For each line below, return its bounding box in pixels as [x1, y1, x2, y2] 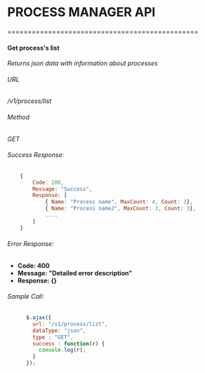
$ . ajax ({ [25, 314, 52, 321]
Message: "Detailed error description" [17, 269, 133, 277]
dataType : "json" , [32, 327, 86, 334]
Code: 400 [17, 261, 51, 270]
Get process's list [7, 43, 60, 52]
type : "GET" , [32, 334, 74, 341]
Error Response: [7, 240, 54, 248]
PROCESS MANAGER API [7, 4, 156, 20]
